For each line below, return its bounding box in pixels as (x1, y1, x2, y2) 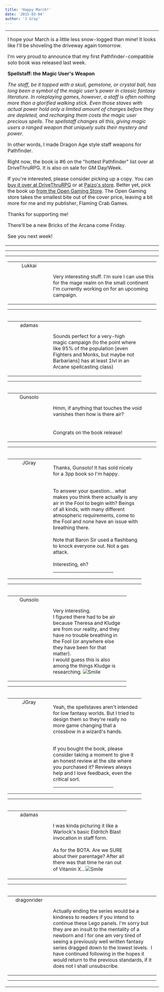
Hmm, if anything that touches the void (53, 405, 142, 411)
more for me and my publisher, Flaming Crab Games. (7, 200, 128, 207)
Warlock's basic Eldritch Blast (53, 829, 121, 835)
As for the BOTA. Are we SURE (53, 847, 123, 854)
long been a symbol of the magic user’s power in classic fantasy (7, 88, 156, 94)
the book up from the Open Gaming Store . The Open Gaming (7, 188, 146, 195)
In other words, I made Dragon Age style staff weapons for (7, 141, 142, 148)
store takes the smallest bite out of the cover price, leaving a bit (7, 194, 153, 201)
